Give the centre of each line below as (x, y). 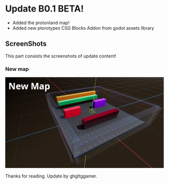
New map (17, 69)
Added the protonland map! (41, 23)
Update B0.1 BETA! (45, 9)
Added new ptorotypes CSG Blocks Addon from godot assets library (83, 28)
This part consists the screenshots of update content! (61, 56)
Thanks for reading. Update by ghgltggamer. (51, 176)
